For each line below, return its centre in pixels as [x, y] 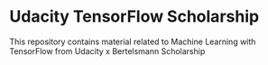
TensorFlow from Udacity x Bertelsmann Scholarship [107, 51]
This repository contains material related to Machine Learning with [133, 42]
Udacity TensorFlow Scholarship [134, 17]
